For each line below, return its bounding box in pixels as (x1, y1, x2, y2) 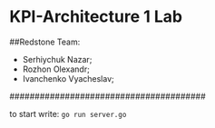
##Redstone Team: (9, 36, 81, 47)
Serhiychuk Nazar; (22, 54, 93, 64)
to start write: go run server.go (9, 108, 127, 119)
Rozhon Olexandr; (22, 64, 91, 74)
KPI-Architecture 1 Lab (9, 6, 183, 27)
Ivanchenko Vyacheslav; (22, 73, 115, 84)
